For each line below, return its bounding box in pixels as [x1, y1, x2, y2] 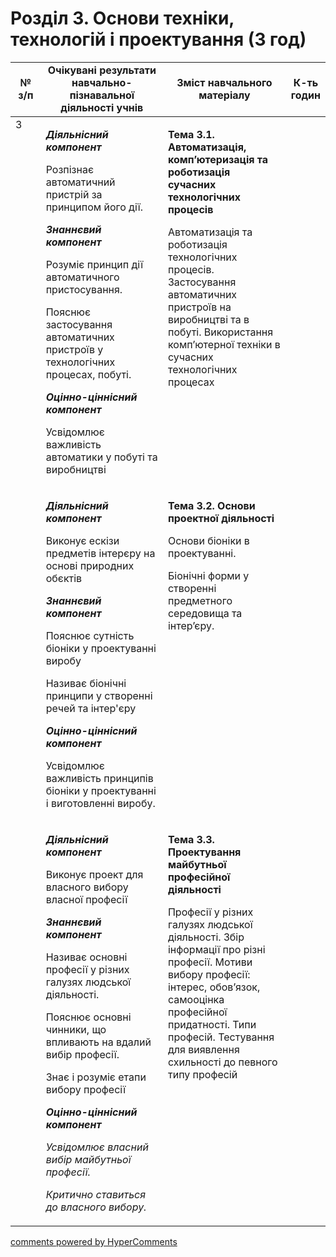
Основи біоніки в [167, 533, 250, 547]
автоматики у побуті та [45, 450, 158, 464]
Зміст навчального [176, 75, 273, 89]
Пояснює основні [45, 1010, 132, 1024]
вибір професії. [45, 1047, 120, 1061]
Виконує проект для [45, 867, 144, 881]
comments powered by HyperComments [10, 1235, 178, 1247]
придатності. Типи [167, 1017, 257, 1031]
